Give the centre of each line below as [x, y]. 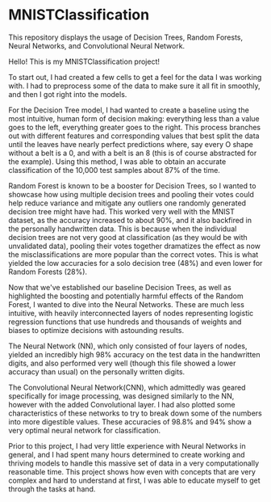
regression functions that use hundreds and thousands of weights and [125, 322]
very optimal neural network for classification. [85, 430]
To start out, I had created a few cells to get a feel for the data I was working [135, 77]
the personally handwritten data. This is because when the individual [123, 229]
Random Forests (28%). [48, 272]
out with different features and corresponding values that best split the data [134, 136]
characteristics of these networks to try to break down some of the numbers [135, 413]
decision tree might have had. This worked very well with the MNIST [122, 211]
